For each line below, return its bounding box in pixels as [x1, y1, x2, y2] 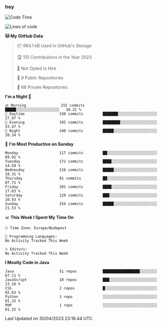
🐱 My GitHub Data [5, 33, 44, 39]
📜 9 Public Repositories [16, 75, 64, 81]
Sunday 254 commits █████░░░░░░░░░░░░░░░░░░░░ [5, 202, 158, 206]
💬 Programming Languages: [5, 234, 57, 239]
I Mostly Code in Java [5, 260, 49, 265]
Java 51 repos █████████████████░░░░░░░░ [5, 269, 158, 274]
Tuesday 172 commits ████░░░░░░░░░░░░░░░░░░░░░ [5, 159, 158, 164]
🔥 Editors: [5, 247, 28, 252]
